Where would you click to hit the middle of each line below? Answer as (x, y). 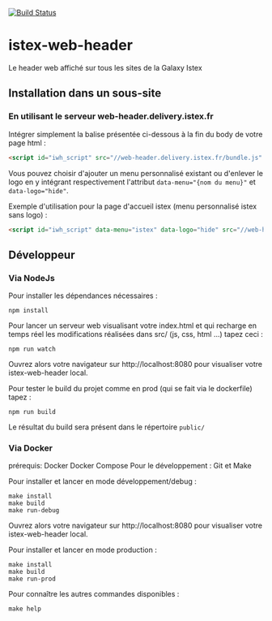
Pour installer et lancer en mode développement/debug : (102, 481)
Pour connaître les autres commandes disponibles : (94, 594)
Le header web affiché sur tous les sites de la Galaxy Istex (105, 67)
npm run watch (32, 349)
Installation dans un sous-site (85, 93)
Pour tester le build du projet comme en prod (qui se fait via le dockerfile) (130, 389)
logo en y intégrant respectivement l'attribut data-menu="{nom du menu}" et (132, 182)
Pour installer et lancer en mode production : (83, 550)
